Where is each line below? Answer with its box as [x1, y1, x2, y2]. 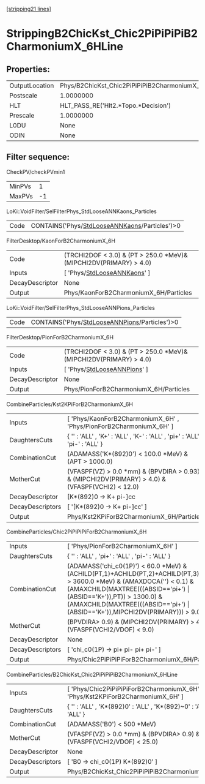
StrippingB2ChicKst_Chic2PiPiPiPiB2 [6, 27, 198, 40]
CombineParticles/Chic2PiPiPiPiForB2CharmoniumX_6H [6, 528, 147, 535]
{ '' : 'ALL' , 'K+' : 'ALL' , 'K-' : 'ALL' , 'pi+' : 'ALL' [67, 432, 200, 440]
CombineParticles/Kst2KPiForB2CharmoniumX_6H [6, 401, 133, 408]
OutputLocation [9, 81, 54, 89]
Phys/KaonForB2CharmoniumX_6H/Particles [63, 288, 192, 296]
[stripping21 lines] [6, 6, 52, 12]
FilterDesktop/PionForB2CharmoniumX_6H [6, 333, 114, 341]
